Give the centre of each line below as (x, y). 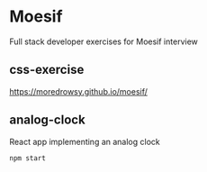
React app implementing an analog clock (85, 141)
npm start (28, 158)
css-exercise (47, 70)
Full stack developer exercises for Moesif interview (103, 41)
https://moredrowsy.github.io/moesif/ (79, 91)
